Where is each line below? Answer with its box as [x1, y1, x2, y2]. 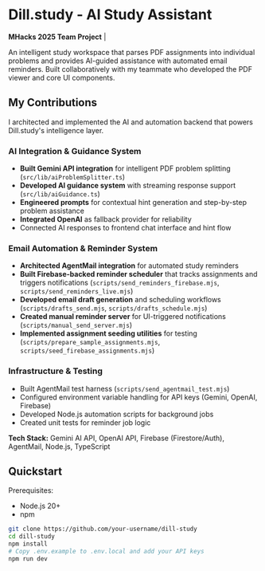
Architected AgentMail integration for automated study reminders [19, 261, 239, 270]
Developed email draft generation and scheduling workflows [19, 295, 221, 305]
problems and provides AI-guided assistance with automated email [8, 56, 228, 65]
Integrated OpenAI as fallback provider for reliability [19, 215, 193, 224]
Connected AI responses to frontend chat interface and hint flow [19, 223, 232, 233]
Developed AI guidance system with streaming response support [19, 181, 236, 191]
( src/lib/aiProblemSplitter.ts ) [19, 172, 126, 182]
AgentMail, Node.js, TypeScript [8, 441, 111, 451]
